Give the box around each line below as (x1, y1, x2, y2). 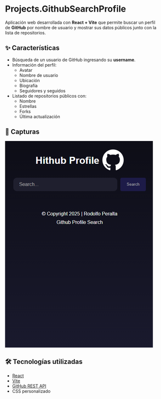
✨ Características (5, 44, 60, 52)
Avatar (19, 67, 33, 73)
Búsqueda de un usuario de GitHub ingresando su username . (12, 57, 136, 63)
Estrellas (19, 103, 37, 109)
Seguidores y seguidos (19, 87, 66, 93)
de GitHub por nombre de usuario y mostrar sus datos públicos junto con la (5, 24, 157, 30)
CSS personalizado (12, 388, 51, 394)
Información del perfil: (12, 62, 57, 68)
